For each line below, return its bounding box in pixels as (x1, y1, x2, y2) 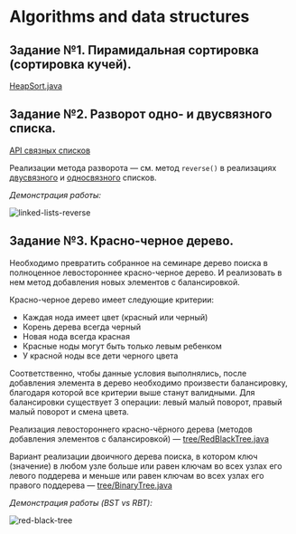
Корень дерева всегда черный (22, 321, 142, 332)
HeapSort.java (9, 81, 63, 91)
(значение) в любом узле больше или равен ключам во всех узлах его (9, 460, 282, 472)
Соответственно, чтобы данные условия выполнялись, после (9, 367, 247, 378)
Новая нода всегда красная (22, 330, 131, 341)
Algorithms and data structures (9, 6, 250, 27)
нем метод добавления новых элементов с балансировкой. (9, 276, 241, 287)
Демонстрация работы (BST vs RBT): (9, 497, 153, 508)
